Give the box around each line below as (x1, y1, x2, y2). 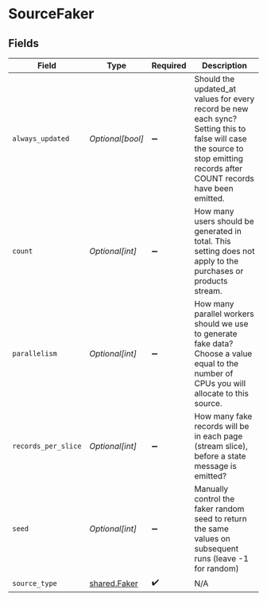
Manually (194, 483, 229, 494)
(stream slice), (194, 441, 249, 451)
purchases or (194, 266, 244, 276)
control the (194, 494, 235, 504)
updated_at (194, 84, 237, 94)
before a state (194, 451, 246, 462)
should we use (194, 318, 249, 329)
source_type (12, 579, 58, 587)
